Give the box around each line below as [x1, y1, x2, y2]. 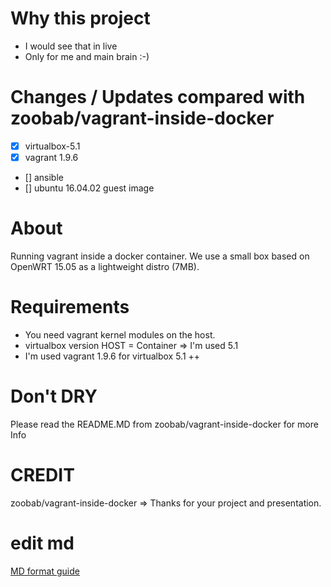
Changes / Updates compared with [10, 86, 306, 109]
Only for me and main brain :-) [24, 50, 150, 62]
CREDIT [10, 464, 75, 486]
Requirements [10, 296, 130, 319]
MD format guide [10, 565, 80, 577]
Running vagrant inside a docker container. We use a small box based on [10, 250, 310, 262]
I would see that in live [24, 40, 118, 52]
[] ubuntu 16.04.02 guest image [24, 182, 155, 194]
